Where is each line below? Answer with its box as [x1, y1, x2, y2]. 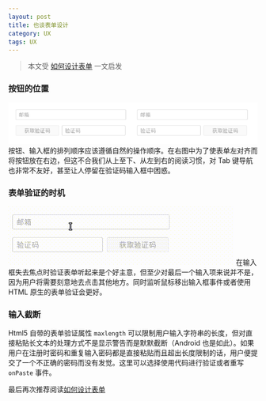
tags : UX [8, 38, 37, 46]
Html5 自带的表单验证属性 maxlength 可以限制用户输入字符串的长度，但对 [8, 328, 246, 338]
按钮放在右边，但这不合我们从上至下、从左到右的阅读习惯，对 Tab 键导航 [14, 156, 253, 165]
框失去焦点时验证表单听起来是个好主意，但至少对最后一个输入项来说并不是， [8, 267, 258, 277]
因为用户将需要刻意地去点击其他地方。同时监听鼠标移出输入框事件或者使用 [8, 277, 251, 286]
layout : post [8, 13, 51, 21]
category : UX [8, 29, 51, 37]
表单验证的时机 [8, 187, 66, 199]
